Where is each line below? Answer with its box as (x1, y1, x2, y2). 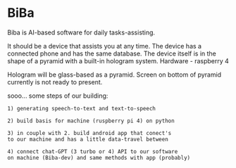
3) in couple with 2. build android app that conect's (7, 129, 172, 136)
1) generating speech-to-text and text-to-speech (7, 105, 156, 112)
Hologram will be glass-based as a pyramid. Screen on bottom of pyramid (7, 70, 222, 79)
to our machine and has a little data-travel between (7, 136, 169, 143)
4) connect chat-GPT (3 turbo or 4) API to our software (7, 148, 178, 155)
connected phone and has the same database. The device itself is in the (7, 49, 217, 58)
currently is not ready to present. (7, 77, 103, 86)
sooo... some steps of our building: (7, 91, 108, 100)
